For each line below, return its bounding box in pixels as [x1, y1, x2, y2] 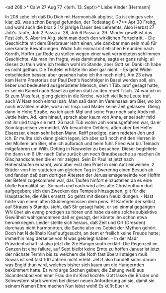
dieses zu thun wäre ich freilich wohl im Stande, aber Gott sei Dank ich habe [5, 62, 162, 67]
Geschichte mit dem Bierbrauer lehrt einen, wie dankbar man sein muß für [5, 40, 157, 46]
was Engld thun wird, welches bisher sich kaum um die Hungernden [5, 262, 145, 268]
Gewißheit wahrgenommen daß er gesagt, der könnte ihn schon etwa [5, 215, 147, 220]
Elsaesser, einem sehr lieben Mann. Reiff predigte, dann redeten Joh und [5, 130, 155, 136]
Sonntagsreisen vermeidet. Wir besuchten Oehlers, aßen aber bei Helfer [5, 125, 153, 131]
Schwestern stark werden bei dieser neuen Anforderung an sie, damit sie [5, 278, 155, 284]
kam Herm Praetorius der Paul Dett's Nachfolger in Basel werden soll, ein [5, 77, 155, 83]
